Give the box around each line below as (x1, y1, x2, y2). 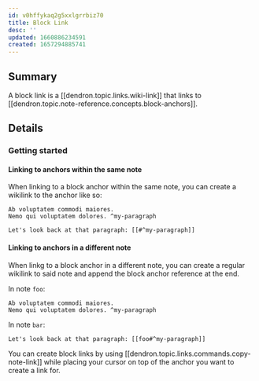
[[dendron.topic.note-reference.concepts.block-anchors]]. (8, 99, 198, 108)
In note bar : (8, 320, 46, 329)
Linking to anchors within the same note (8, 164, 142, 174)
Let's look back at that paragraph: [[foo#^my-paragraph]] (8, 335, 206, 343)
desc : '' (8, 26, 37, 34)
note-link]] (8, 357, 43, 366)
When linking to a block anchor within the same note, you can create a (8, 182, 237, 192)
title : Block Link (8, 19, 68, 27)
